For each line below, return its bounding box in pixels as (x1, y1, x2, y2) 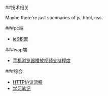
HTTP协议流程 (12, 79, 43, 85)
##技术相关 (5, 5, 29, 10)
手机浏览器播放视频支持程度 (12, 57, 71, 63)
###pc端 (5, 25, 24, 31)
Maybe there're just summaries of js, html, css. (5, 15, 103, 20)
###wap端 (5, 47, 27, 52)
